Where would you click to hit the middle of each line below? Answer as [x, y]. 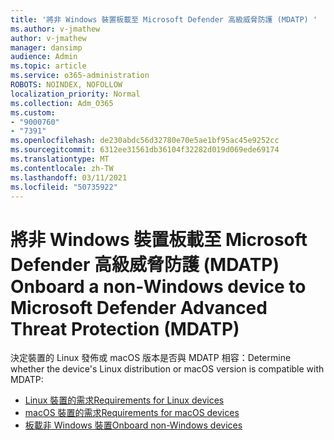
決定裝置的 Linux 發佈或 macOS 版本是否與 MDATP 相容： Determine [151, 358]
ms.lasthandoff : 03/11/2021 [69, 177]
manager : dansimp [46, 47]
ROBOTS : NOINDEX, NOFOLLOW [66, 85]
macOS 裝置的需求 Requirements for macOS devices [132, 413]
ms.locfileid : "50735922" [64, 187]
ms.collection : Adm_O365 [62, 103]
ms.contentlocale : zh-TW [62, 168]
